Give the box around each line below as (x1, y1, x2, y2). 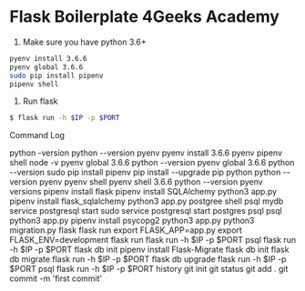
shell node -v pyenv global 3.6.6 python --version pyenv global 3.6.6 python (9, 157, 295, 168)
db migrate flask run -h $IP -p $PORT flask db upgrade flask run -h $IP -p (9, 254, 287, 265)
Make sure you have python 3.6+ (22, 36, 147, 47)
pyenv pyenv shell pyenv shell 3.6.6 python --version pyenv (39, 176, 263, 187)
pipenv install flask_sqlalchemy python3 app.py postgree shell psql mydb (9, 196, 284, 206)
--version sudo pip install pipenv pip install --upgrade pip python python (9, 166, 281, 178)
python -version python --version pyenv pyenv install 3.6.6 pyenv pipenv (9, 147, 283, 158)
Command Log (9, 130, 66, 141)
